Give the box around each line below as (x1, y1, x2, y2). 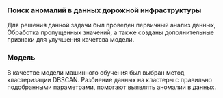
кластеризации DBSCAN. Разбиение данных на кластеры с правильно (7, 75, 212, 84)
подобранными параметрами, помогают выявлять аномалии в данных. (7, 83, 217, 91)
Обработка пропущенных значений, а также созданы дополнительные (7, 28, 214, 36)
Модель (7, 53, 36, 62)
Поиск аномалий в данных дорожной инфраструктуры (7, 5, 202, 15)
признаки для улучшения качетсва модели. (7, 36, 135, 44)
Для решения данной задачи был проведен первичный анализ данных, (7, 21, 216, 29)
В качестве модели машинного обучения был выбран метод (7, 68, 185, 77)
